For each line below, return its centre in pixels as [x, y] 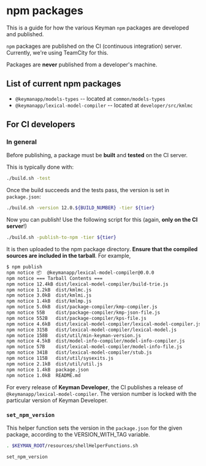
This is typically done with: [40, 167]
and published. [25, 34]
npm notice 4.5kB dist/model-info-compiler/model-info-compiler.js [96, 341]
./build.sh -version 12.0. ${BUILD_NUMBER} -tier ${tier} [81, 208]
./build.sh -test [29, 179]
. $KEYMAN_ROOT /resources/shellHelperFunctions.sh [72, 446]
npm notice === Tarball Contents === [55, 278]
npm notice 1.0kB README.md [44, 375]
